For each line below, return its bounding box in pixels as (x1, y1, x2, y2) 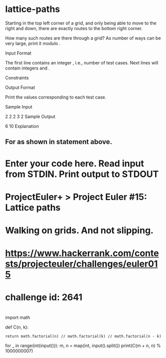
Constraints (5, 74, 29, 80)
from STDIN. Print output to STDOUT (5, 168, 159, 179)
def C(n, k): (5, 324, 29, 330)
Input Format (5, 50, 31, 56)
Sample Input (5, 103, 32, 109)
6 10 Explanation (5, 123, 39, 129)
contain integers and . (5, 65, 50, 71)
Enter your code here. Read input (5, 157, 145, 169)
